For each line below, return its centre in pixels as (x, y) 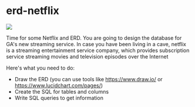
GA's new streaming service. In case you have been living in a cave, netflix (96, 44)
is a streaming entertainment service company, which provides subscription (98, 50)
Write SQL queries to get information (59, 98)
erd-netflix (33, 11)
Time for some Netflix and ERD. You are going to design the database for (94, 38)
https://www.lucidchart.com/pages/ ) (59, 85)
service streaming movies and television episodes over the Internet (87, 56)
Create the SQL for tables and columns (62, 91)
